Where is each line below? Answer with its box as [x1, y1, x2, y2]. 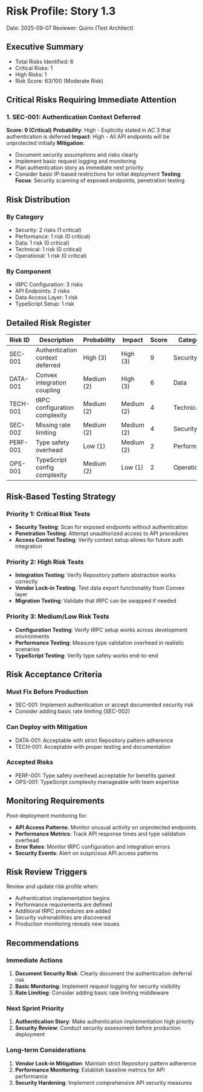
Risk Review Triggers [6, 867, 88, 877]
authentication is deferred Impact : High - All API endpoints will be [6, 133, 170, 140]
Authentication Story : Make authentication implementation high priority [14, 1018, 195, 1025]
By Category [6, 212, 44, 221]
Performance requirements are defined [14, 901, 112, 909]
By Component [6, 268, 51, 276]
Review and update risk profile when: [6, 883, 98, 890]
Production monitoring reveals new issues [14, 920, 120, 927]
